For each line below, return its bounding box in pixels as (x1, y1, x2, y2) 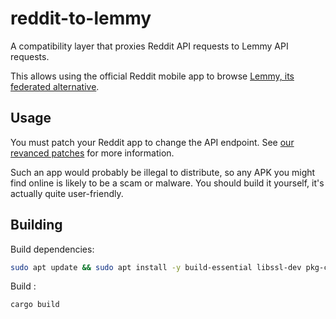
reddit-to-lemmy (10, 7, 152, 30)
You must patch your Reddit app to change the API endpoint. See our (10, 136, 295, 148)
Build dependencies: (10, 243, 95, 255)
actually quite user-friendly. (10, 187, 124, 199)
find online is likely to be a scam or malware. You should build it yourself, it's (10, 177, 325, 189)
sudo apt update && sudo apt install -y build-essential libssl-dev (10, 262, 302, 272)
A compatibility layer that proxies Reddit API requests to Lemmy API (10, 40, 289, 52)
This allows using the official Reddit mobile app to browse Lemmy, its (10, 70, 295, 82)
